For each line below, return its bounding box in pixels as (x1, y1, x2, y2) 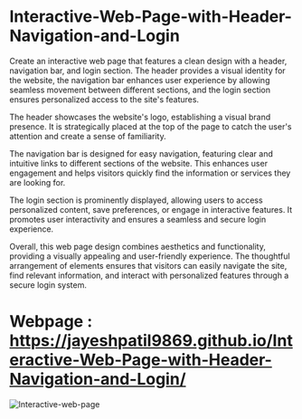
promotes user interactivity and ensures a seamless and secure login (9, 214, 267, 224)
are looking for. (9, 176, 66, 187)
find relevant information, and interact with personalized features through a (9, 270, 289, 281)
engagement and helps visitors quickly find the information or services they (9, 167, 291, 178)
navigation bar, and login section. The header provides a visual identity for (9, 65, 287, 76)
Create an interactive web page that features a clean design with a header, (9, 55, 288, 66)
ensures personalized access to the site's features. (9, 93, 200, 105)
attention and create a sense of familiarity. (9, 130, 166, 141)
